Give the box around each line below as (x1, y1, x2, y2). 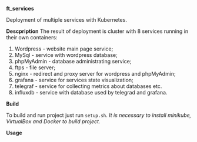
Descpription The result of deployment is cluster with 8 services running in (6, 28, 189, 35)
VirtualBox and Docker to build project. (6, 118, 101, 125)
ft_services (6, 5, 34, 12)
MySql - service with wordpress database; (14, 52, 118, 58)
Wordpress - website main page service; (14, 45, 113, 52)
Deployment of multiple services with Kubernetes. (6, 16, 128, 23)
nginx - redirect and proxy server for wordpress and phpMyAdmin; (14, 70, 176, 77)
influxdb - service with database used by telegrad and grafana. (14, 89, 168, 96)
